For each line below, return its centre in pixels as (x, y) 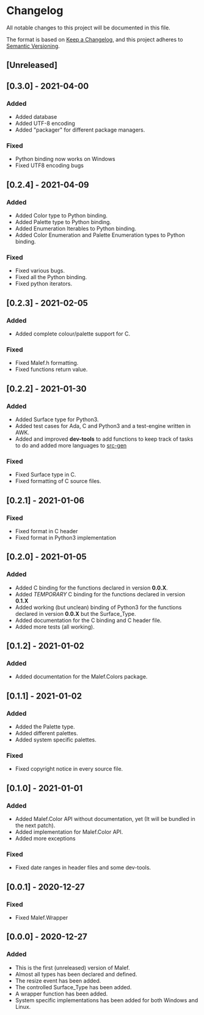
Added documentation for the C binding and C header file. (88, 620)
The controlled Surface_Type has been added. (73, 987)
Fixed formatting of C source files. (58, 481)
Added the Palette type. (45, 727)
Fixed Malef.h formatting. (47, 363)
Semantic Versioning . (33, 46)
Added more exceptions (46, 838)
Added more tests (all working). (55, 627)
